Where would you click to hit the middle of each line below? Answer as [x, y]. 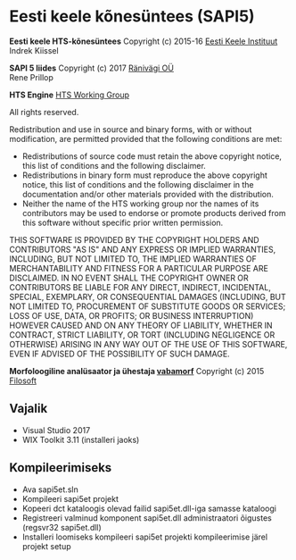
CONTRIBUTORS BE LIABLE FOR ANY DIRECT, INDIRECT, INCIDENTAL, [140, 287]
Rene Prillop [31, 77]
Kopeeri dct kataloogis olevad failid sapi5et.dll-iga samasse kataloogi [149, 508]
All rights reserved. [44, 112]
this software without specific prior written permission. [123, 222]
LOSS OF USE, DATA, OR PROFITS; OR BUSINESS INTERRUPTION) [132, 315]
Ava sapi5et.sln [50, 489]
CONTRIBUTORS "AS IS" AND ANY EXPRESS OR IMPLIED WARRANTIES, [143, 249]
